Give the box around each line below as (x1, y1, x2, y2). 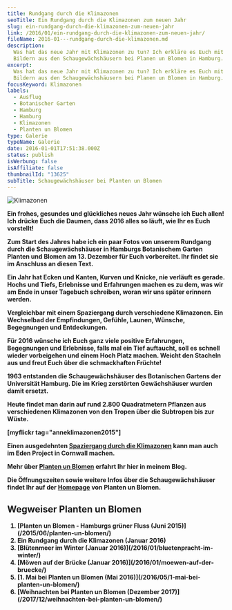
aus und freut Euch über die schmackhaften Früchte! (7, 359, 162, 367)
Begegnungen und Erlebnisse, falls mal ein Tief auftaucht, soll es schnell (7, 344, 220, 353)
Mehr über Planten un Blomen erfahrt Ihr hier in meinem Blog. (7, 463, 188, 471)
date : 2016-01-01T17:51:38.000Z (7, 145, 100, 152)
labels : (7, 87, 30, 94)
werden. (7, 295, 32, 304)
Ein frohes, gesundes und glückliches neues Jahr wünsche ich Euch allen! (7, 210, 224, 218)
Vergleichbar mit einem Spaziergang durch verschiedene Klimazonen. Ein (7, 308, 224, 317)
